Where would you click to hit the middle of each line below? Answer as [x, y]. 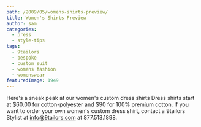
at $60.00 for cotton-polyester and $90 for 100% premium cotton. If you [97, 104]
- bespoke [24, 58]
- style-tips [28, 40]
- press [22, 35]
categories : [21, 29]
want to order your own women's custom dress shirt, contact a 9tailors [96, 111]
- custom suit [30, 63]
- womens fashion [34, 69]
